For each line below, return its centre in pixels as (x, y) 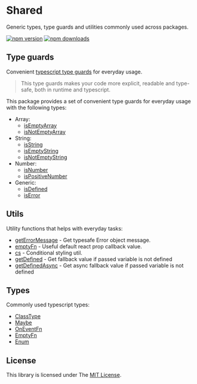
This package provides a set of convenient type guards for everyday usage (98, 101)
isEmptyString (41, 150)
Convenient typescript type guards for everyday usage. (74, 72)
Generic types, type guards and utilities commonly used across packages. (98, 27)
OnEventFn (28, 329)
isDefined (36, 189)
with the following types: (36, 107)
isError (32, 195)
